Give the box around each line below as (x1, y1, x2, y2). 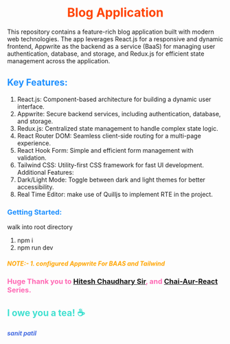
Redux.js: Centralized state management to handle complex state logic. (16, 124, 218, 132)
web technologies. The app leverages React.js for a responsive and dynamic (7, 34, 224, 43)
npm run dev (16, 244, 54, 252)
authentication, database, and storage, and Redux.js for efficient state (7, 50, 205, 58)
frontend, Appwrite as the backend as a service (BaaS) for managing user (7, 42, 216, 50)
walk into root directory (7, 223, 73, 231)
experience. (16, 139, 51, 147)
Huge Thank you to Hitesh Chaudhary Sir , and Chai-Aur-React (7, 277, 218, 286)
